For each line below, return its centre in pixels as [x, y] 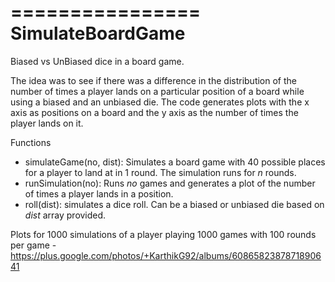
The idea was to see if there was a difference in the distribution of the [154, 80]
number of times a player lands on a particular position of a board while [157, 91]
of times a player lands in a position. [99, 193]
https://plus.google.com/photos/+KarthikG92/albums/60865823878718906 [166, 255]
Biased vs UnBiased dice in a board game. [97, 61]
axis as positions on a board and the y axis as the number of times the [154, 112]
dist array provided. [65, 215]
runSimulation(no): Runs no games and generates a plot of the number [170, 183]
